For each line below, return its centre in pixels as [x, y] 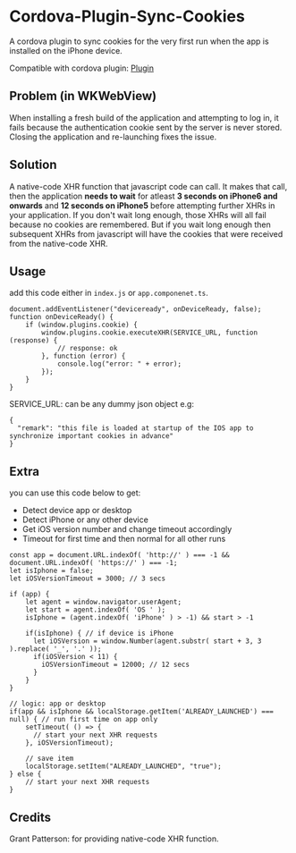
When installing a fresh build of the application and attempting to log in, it [144, 117]
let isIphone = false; [51, 571]
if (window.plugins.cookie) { [82, 325]
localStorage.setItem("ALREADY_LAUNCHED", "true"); [123, 766]
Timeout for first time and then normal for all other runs [124, 539]
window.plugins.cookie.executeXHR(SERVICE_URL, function [149, 333]
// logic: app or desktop [57, 704]
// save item [50, 759]
